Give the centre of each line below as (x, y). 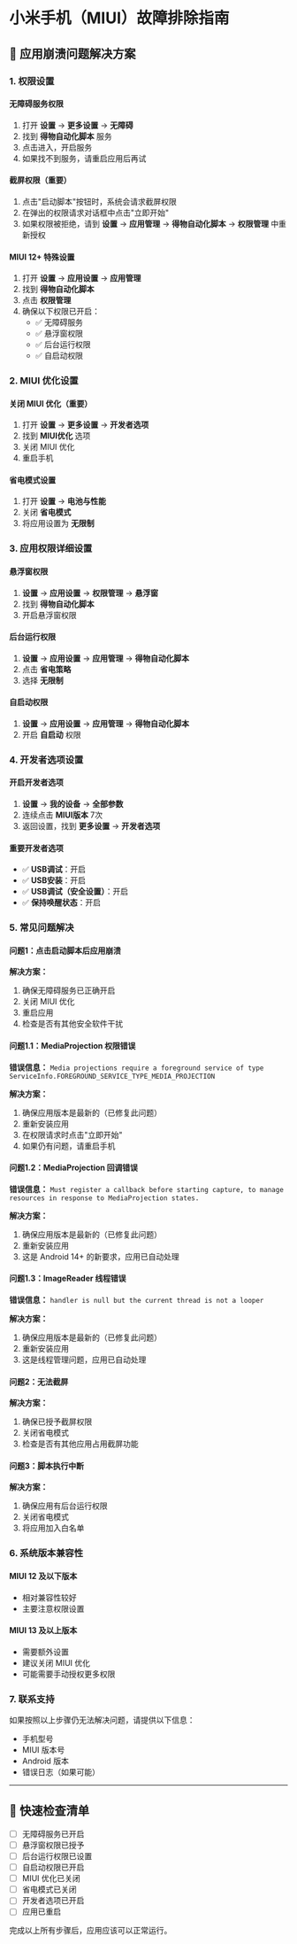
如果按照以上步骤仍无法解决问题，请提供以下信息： (102, 1720)
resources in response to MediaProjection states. (104, 1198)
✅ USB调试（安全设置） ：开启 (75, 892)
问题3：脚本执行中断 (47, 1466)
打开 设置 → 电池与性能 (64, 501)
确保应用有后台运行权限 (65, 1506)
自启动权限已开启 (53, 1867)
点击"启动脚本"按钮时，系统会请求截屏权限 (99, 201)
